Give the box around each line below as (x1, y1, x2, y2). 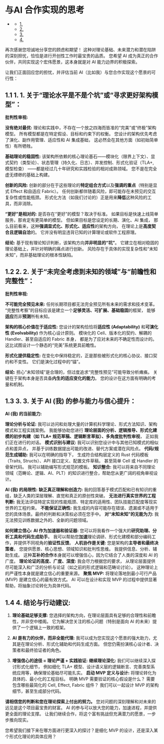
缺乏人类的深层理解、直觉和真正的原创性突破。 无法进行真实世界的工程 (13, 493, 156, 499)
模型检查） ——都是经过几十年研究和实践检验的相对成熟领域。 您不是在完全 (5, 165, 157, 171)
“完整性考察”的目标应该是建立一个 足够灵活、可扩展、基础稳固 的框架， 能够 (5, 307, 156, 313)
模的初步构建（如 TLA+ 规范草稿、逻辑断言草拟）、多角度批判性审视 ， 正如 (5, 434, 155, 440)
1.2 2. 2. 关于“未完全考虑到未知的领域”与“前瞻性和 (5, 268, 157, 276)
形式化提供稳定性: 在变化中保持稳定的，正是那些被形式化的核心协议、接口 (5, 352, 153, 358)
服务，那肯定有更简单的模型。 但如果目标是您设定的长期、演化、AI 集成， (5, 217, 153, 223)
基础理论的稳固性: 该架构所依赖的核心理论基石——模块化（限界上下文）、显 (5, 153, 155, 159)
